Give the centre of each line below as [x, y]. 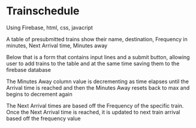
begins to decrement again [40, 94]
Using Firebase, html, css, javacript [49, 28]
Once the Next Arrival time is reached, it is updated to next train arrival [93, 112]
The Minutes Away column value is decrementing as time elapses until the [97, 81]
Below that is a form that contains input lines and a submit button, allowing [98, 57]
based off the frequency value [43, 118]
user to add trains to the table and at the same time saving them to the [93, 63]
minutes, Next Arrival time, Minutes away [57, 45]
